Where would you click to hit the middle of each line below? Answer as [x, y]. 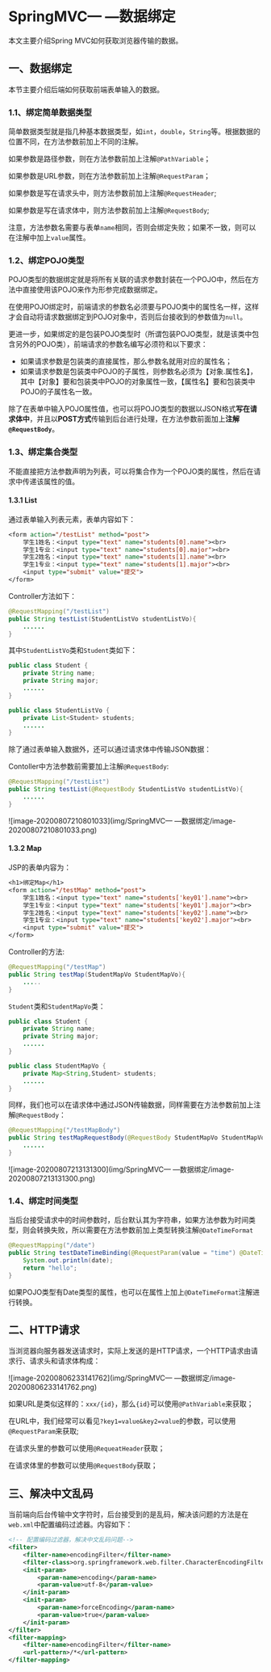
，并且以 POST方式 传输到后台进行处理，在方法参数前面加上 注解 [135, 419]
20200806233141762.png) [53, 1388]
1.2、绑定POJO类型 [46, 260]
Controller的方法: [37, 952]
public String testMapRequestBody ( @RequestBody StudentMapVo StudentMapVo [137, 1138]
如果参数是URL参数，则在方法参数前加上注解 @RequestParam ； [110, 176]
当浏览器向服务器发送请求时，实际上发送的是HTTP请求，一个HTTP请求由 [130, 1351]
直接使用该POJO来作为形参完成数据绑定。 [92, 290]
